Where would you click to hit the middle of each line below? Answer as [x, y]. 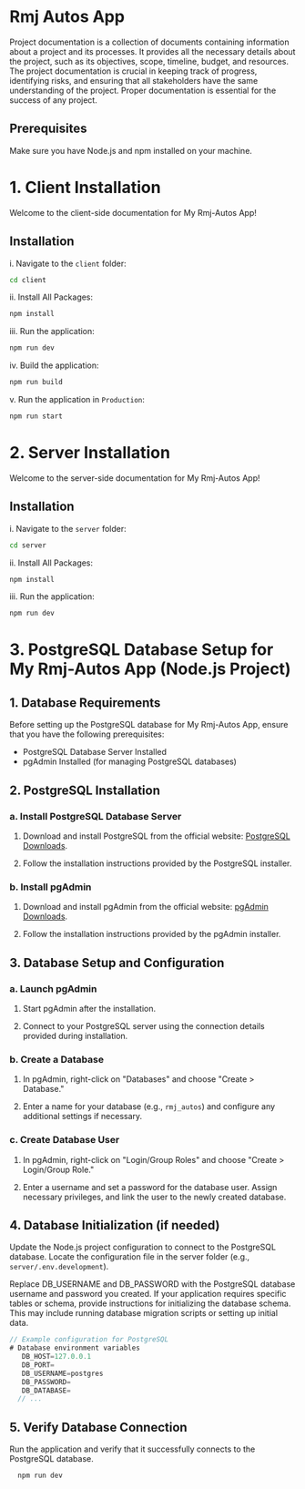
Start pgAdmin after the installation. [89, 1008]
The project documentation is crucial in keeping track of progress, [133, 71]
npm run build [36, 382]
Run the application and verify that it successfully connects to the [132, 1449]
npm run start [36, 416]
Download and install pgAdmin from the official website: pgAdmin [145, 907]
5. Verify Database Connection [99, 1427]
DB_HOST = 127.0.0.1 [56, 1357]
